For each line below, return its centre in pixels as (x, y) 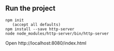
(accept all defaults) (36, 24)
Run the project (30, 8)
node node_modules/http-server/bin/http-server (57, 33)
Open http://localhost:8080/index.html (46, 43)
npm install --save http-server (40, 29)
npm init (15, 20)
